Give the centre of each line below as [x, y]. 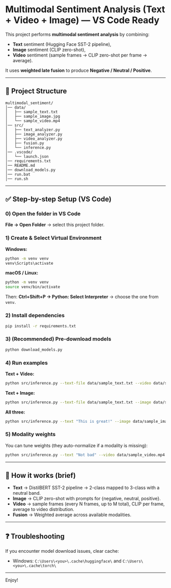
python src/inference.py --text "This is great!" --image [68, 421]
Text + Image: [20, 393]
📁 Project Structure [36, 91]
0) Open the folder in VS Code [43, 214]
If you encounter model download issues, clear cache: [62, 551]
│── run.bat [18, 174]
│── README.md [20, 165]
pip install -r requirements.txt [41, 326]
